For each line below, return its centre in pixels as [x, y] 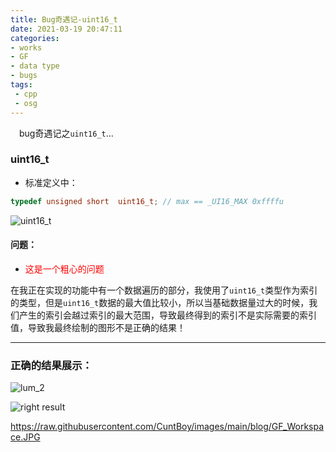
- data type [35, 66]
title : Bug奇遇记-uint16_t [64, 19]
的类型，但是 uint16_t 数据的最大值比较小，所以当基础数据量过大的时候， [160, 302]
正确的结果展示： [51, 365]
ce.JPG [25, 437]
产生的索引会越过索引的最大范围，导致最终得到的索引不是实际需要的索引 [167, 315]
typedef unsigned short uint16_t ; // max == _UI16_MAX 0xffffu [147, 201]
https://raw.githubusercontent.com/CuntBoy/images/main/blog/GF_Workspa [167, 427]
